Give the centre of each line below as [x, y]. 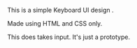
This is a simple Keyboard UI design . [60, 10]
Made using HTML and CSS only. [55, 23]
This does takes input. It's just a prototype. [69, 37]
